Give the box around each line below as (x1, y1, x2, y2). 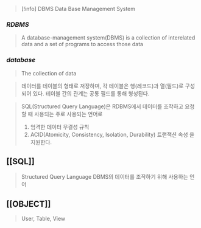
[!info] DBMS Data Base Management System (21, 5, 136, 12)
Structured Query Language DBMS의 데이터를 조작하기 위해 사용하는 (21, 173, 189, 181)
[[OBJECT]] (6, 199, 51, 209)
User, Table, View (21, 215, 66, 223)
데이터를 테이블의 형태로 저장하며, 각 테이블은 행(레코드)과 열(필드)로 (21, 82, 184, 89)
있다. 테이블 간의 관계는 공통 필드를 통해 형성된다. (32, 89, 150, 97)
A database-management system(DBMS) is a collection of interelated (21, 34, 196, 41)
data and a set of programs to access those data (21, 41, 144, 48)
